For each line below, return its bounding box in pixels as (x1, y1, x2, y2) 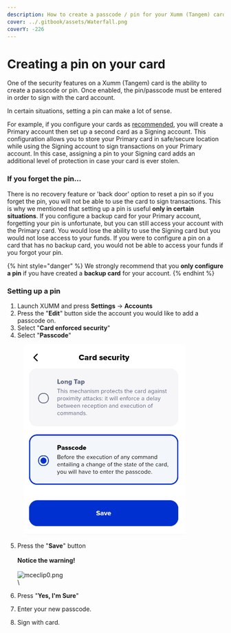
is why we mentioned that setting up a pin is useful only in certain (7, 204, 195, 213)
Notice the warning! (16, 556, 76, 564)
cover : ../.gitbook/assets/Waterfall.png (7, 18, 128, 25)
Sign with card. (16, 618, 60, 626)
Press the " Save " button (16, 541, 86, 550)
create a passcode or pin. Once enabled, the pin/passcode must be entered (7, 86, 222, 94)
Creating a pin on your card (7, 56, 166, 72)
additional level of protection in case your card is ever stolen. (7, 157, 180, 165)
